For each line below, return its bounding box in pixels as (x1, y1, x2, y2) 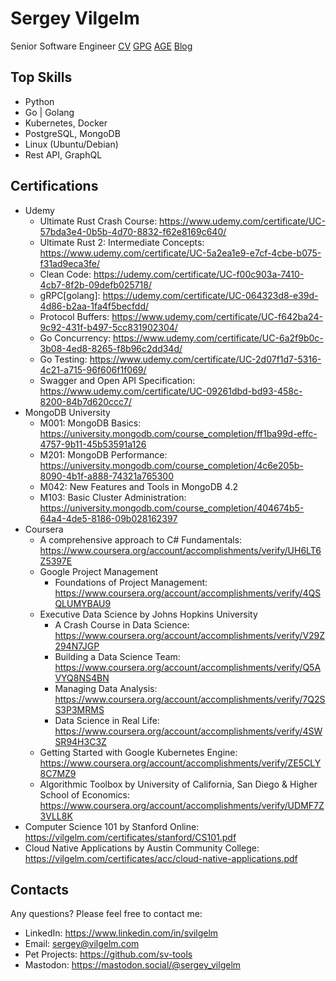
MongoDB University (24, 406, 111, 418)
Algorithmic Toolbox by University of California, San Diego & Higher (39, 778, 318, 790)
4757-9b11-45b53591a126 (39, 438, 147, 450)
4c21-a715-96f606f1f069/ (39, 363, 147, 376)
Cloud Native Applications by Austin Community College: (24, 842, 260, 854)
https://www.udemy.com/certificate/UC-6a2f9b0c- (113, 332, 324, 344)
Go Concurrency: (39, 332, 112, 344)
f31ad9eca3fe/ (39, 257, 101, 269)
